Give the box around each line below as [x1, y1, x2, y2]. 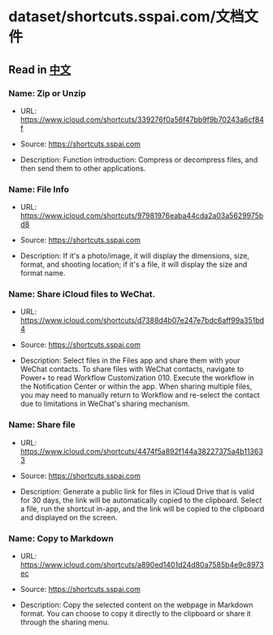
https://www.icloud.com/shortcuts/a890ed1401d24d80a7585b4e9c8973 [19, 560, 264, 570]
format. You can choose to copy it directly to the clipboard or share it [19, 609, 251, 619]
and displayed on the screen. [19, 512, 118, 522]
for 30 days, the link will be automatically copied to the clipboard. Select [19, 495, 262, 505]
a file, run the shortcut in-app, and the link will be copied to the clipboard [19, 503, 265, 513]
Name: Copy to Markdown [8, 533, 114, 544]
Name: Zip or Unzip [8, 87, 87, 98]
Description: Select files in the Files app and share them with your [19, 355, 240, 366]
